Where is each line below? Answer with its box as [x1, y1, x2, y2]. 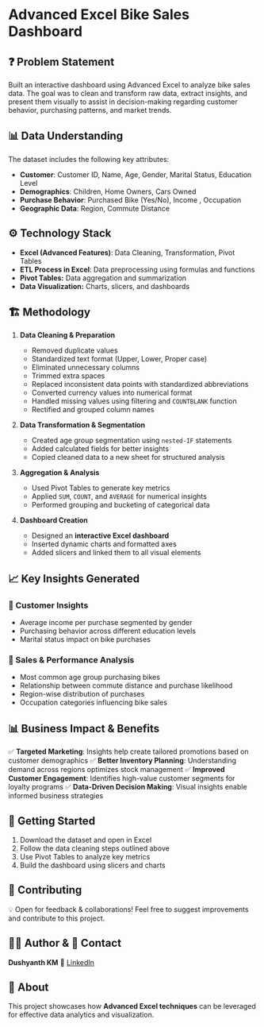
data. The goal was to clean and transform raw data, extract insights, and [8, 89, 247, 98]
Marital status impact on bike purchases [19, 635, 151, 644]
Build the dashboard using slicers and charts [19, 860, 166, 871]
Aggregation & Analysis [19, 468, 100, 477]
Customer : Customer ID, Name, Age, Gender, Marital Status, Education [19, 169, 252, 180]
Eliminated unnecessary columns [31, 363, 140, 373]
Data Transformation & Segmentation [19, 420, 145, 430]
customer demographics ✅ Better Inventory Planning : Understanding [8, 756, 236, 766]
